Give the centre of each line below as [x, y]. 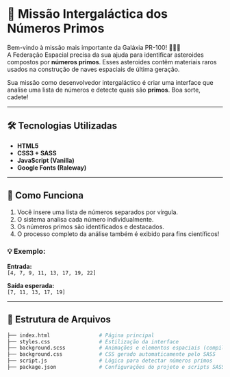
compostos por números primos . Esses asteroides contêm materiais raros [112, 62]
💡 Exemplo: [26, 251]
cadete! [18, 97]
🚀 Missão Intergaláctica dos [88, 14]
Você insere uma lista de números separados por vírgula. [98, 212]
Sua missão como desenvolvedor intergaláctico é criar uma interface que [110, 82]
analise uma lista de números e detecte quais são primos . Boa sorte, [104, 90]
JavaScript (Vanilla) [46, 160]
